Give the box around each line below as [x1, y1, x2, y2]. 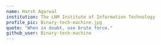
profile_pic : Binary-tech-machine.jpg [6, 19, 102, 25]
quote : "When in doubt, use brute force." [6, 25, 113, 31]
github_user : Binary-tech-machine [6, 30, 92, 36]
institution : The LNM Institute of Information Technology [6, 14, 156, 20]
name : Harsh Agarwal [6, 8, 58, 15]
